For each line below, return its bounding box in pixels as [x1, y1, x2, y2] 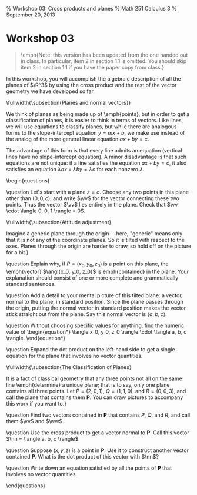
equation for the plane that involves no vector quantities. [6, 352, 143, 359]
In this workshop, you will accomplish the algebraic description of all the [6, 75, 181, 82]
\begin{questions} [6, 177, 50, 184]
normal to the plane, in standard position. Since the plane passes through [6, 298, 183, 305]
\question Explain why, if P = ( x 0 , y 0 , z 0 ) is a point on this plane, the [6, 260, 169, 268]
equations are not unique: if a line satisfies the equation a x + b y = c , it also [6, 159, 187, 167]
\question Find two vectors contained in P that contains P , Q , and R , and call [6, 411, 191, 418]
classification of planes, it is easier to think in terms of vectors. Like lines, [6, 117, 183, 124]
